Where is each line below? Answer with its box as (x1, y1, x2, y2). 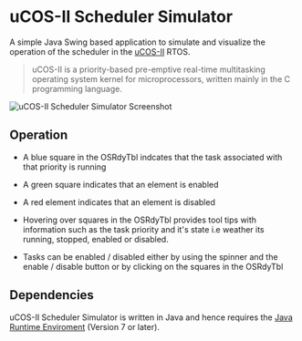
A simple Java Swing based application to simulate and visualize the (9, 36, 266, 47)
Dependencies (9, 287, 94, 303)
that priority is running (22, 161, 107, 172)
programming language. (31, 83, 123, 94)
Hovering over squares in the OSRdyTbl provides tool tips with (22, 214, 257, 225)
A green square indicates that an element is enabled (22, 179, 219, 190)
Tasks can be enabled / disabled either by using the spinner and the (22, 251, 278, 262)
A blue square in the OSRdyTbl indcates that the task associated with (22, 151, 283, 162)
